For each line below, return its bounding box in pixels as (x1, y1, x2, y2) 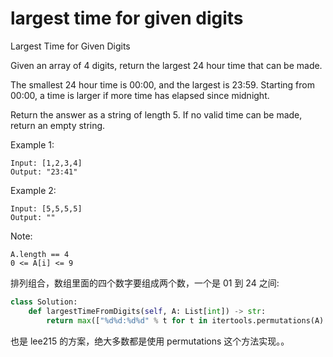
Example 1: (10, 138, 55, 151)
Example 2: (10, 184, 57, 196)
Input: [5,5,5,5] (10, 203, 83, 214)
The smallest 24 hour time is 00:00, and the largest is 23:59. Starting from (10, 78, 315, 91)
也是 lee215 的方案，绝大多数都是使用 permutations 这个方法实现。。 (10, 335, 290, 347)
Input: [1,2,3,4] (10, 158, 83, 168)
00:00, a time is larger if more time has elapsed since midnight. (10, 89, 270, 101)
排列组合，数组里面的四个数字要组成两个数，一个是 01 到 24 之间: (10, 277, 280, 289)
